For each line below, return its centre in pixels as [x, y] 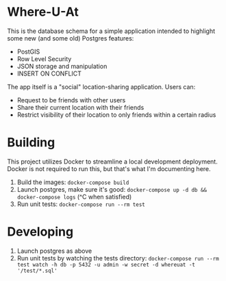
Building [31, 143]
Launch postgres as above [54, 251]
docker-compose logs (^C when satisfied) [74, 196]
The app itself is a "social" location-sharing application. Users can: [101, 87]
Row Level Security [44, 58]
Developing [40, 232]
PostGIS [28, 52]
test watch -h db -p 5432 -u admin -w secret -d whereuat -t [106, 265]
